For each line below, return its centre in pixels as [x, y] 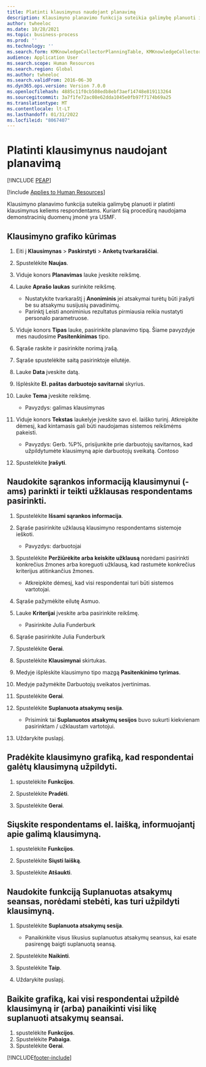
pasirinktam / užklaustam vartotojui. [70, 726]
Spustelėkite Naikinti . [43, 956]
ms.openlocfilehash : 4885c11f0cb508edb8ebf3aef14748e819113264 [89, 92]
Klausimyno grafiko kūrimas [62, 236]
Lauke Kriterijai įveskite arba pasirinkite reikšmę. [77, 613]
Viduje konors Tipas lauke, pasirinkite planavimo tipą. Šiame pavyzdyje [105, 330]
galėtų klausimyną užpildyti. [62, 767]
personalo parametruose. [57, 318]
